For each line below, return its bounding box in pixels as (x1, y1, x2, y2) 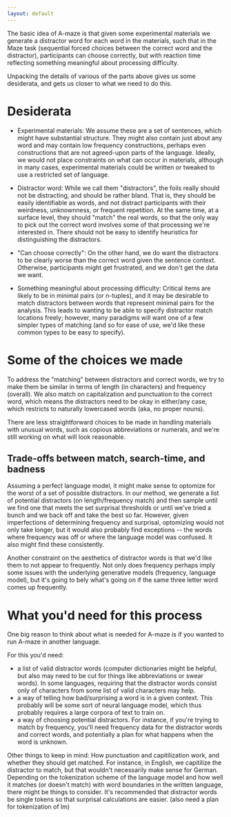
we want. (17, 270, 43, 279)
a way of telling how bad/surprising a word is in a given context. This (17, 694, 213, 702)
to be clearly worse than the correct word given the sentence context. (17, 256, 216, 264)
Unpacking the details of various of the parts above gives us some (7, 72, 196, 80)
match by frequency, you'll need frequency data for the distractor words (17, 723, 223, 731)
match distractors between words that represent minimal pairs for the (17, 299, 215, 307)
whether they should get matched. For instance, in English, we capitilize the (7, 758, 222, 767)
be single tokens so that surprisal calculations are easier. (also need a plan (7, 796, 219, 804)
